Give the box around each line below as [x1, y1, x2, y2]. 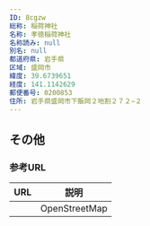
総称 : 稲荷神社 [9, 22, 58, 30]
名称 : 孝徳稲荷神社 [9, 30, 72, 39]
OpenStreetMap [40, 203, 108, 215]
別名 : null [9, 47, 48, 56]
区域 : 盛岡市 [9, 64, 51, 73]
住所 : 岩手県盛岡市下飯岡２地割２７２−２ [9, 96, 142, 106]
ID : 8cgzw [9, 13, 47, 22]
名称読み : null [9, 38, 61, 48]
